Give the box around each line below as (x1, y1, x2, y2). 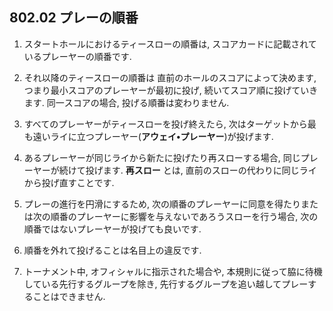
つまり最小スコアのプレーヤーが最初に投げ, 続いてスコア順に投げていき (23, 84, 319, 96)
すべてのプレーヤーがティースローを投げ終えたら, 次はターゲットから (23, 118, 308, 130)
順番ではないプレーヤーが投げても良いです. (23, 223, 202, 235)
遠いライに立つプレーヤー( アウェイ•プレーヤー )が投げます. (32, 130, 274, 142)
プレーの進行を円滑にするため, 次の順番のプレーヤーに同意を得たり (23, 198, 301, 210)
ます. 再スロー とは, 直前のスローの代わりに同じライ (102, 164, 317, 176)
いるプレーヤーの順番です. (23, 50, 132, 62)
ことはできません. (32, 290, 106, 302)
